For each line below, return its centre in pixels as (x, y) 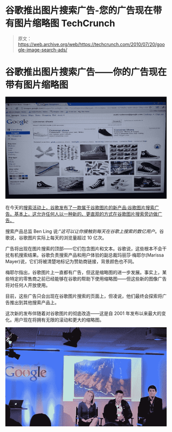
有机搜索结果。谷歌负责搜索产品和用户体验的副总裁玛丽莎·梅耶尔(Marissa (87, 255)
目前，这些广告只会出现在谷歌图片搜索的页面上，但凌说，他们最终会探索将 (84, 296)
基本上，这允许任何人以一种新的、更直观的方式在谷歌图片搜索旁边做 (86, 214)
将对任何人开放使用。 (28, 285)
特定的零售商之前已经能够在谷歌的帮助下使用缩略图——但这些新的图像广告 (88, 279)
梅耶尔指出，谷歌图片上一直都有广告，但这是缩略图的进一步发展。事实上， (84, 272)
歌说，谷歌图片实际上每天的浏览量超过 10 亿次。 (56, 238)
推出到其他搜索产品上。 (34, 303)
